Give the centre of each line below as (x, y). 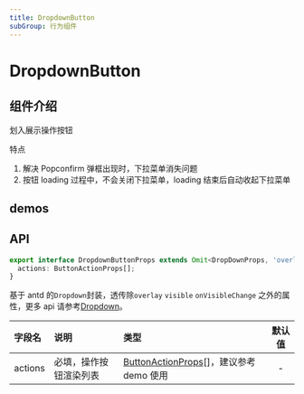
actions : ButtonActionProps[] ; (76, 268)
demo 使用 (146, 376)
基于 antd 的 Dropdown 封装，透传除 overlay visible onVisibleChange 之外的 (146, 295)
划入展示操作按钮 (41, 130)
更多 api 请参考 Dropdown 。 (76, 306)
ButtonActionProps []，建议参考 (190, 362)
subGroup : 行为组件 (43, 26)
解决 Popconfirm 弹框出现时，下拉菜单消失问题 (110, 168)
